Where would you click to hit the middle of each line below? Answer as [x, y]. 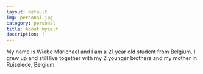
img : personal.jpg [30, 18]
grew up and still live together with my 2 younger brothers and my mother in [101, 58]
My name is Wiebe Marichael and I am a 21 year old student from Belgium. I [101, 52]
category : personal [31, 23]
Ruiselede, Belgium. [31, 65]
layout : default [27, 12]
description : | [26, 35]
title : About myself [33, 29]
